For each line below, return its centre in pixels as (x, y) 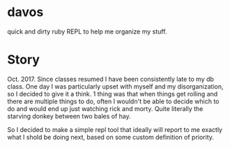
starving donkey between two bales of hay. (69, 116)
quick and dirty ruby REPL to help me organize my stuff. (87, 31)
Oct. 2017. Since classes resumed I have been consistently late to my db (111, 79)
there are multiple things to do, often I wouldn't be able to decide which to (113, 101)
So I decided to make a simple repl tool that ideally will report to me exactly (115, 129)
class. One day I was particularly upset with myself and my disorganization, (115, 86)
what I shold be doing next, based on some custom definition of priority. (111, 137)
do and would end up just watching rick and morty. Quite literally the (105, 108)
